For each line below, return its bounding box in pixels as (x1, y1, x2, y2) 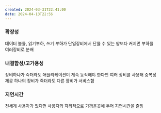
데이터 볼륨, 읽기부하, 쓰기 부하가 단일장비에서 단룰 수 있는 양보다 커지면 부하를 (5, 40, 154, 46)
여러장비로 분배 (5, 47, 34, 52)
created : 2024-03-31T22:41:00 (5, 7, 66, 12)
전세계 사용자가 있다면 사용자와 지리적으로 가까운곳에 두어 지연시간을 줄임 (5, 103, 144, 109)
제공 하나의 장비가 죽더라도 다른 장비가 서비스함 (5, 78, 95, 84)
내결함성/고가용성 (5, 60, 44, 66)
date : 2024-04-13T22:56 (5, 12, 53, 16)
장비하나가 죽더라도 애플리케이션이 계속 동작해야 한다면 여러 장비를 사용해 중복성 (5, 72, 157, 78)
